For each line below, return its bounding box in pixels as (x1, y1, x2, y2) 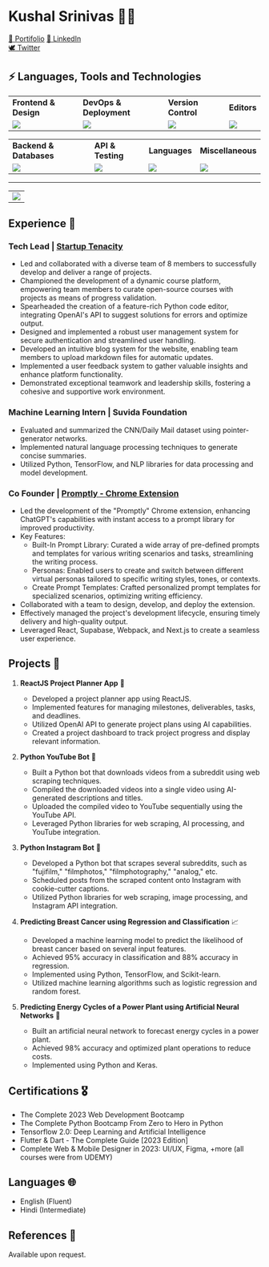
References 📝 (8, 1229, 77, 1242)
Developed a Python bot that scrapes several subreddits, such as (31, 858, 247, 868)
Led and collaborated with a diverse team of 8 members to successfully (19, 259, 257, 269)
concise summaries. (19, 451, 86, 460)
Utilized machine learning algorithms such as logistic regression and (31, 978, 258, 987)
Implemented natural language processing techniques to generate (19, 442, 238, 451)
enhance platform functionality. (19, 370, 123, 379)
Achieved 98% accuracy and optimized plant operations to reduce (31, 1042, 251, 1053)
